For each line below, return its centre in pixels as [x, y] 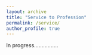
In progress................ [32, 45]
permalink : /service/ [33, 23]
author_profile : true [33, 28]
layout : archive [26, 12]
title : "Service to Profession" [46, 17]
